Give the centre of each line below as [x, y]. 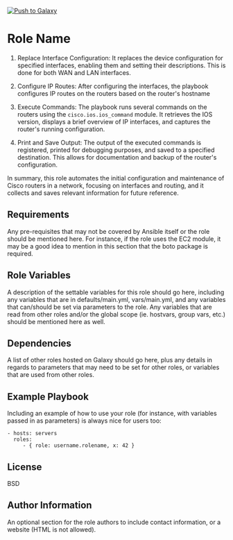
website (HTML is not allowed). [52, 529]
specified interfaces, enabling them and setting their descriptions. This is [121, 65]
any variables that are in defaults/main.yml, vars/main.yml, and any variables [116, 299]
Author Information [50, 506]
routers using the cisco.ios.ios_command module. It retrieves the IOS [115, 114]
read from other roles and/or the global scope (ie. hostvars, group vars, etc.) [116, 314]
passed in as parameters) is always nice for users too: [84, 421]
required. [20, 253]
